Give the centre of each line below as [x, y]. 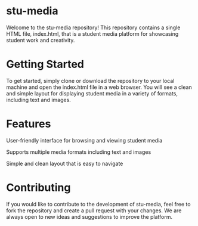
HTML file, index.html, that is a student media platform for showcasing [92, 33]
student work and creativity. [41, 40]
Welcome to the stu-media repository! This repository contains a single [93, 27]
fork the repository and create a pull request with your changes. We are [94, 210]
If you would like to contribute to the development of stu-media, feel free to [98, 204]
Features [29, 124]
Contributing [38, 188]
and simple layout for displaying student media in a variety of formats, [92, 93]
